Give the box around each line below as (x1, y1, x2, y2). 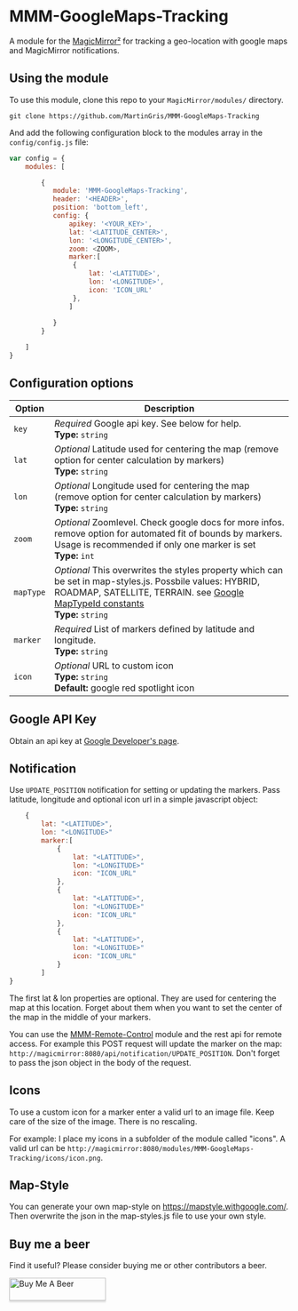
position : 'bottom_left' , (52, 203, 149, 212)
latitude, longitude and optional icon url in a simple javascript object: (9, 794, 259, 805)
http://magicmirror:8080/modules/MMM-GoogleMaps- (67, 1144, 255, 1153)
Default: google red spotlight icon (54, 682, 195, 694)
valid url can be (9, 1142, 66, 1153)
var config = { (9, 154, 66, 163)
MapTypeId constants (54, 597, 145, 610)
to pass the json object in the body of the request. (9, 1057, 192, 1067)
